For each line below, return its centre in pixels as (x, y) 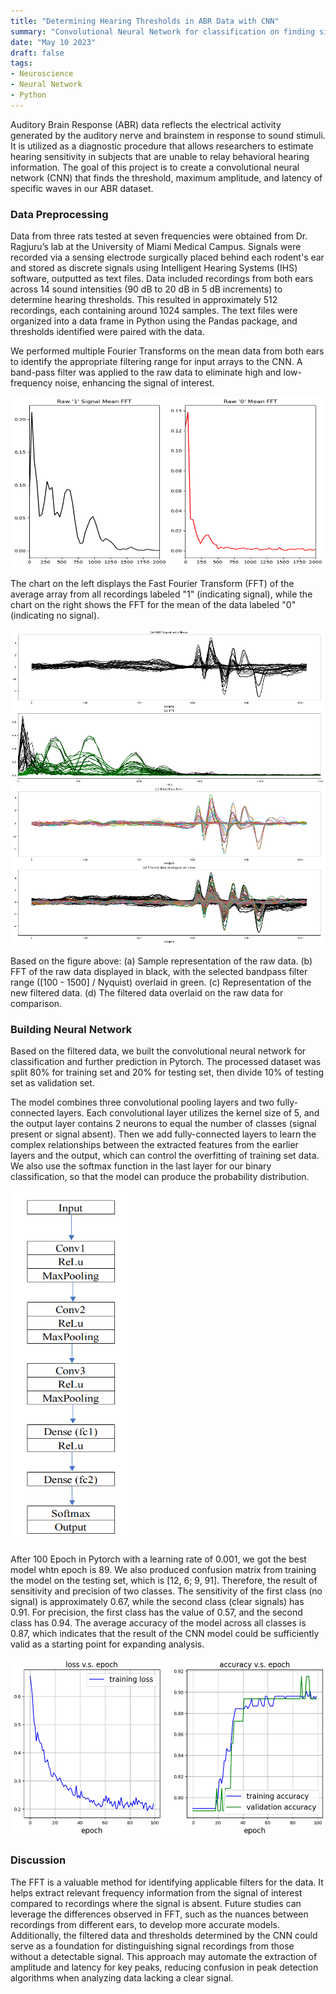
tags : (21, 63)
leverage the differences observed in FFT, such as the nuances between (159, 1914)
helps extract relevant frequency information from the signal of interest (156, 1892)
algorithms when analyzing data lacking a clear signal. (122, 1977)
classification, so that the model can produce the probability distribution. (160, 1176)
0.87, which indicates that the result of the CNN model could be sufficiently (165, 1633)
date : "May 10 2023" (53, 42)
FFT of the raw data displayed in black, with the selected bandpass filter (159, 971)
